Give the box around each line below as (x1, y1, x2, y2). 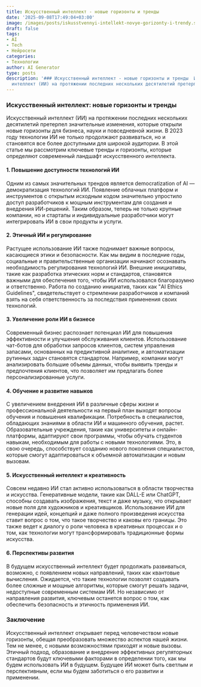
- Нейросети (6, 48, 36, 54)
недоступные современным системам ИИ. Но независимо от (6, 588, 165, 595)
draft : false (6, 25, 39, 32)
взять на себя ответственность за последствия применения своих (6, 296, 178, 303)
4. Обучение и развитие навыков (6, 387, 93, 394)
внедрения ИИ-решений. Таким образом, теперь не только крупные (6, 205, 182, 212)
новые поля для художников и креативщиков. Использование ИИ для (6, 504, 185, 511)
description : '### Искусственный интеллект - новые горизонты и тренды (6, 75, 188, 81)
